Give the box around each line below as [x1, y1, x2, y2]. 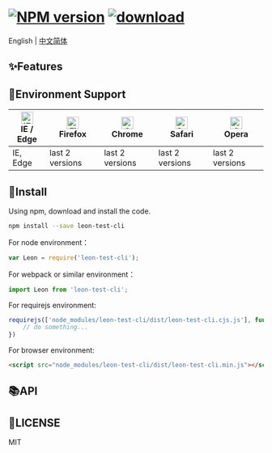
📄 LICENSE [8, 416, 61, 430]
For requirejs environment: [8, 300, 97, 310]
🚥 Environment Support [8, 87, 126, 101]
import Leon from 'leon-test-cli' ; [8, 286, 129, 294]
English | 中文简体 [8, 36, 68, 45]
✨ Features [8, 60, 63, 74]
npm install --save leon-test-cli [8, 222, 125, 230]
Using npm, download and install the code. [8, 206, 151, 216]
